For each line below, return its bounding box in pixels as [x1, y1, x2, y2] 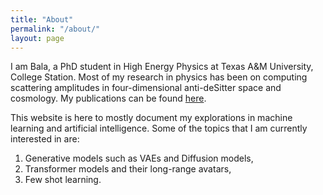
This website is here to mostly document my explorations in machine [10, 112, 293, 124]
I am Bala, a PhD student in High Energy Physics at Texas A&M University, [10, 61, 314, 73]
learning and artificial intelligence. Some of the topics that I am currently [10, 122, 308, 135]
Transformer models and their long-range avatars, [24, 163, 232, 175]
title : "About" [10, 14, 74, 25]
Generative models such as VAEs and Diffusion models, [24, 152, 254, 165]
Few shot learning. [24, 174, 102, 186]
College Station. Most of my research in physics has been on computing [10, 71, 308, 83]
